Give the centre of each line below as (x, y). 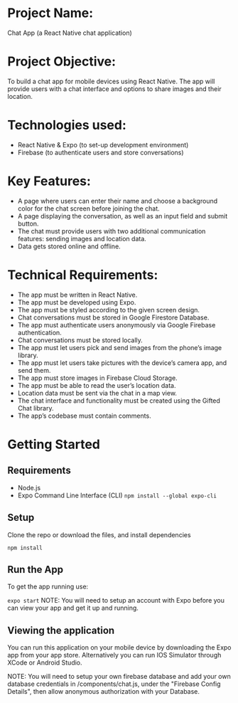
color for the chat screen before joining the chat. (88, 208)
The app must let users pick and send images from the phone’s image (120, 347)
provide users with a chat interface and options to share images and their (114, 89)
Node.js (29, 487)
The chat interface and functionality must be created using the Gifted (119, 401)
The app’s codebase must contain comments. (84, 416)
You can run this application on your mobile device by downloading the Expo (120, 647)
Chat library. (36, 408)
